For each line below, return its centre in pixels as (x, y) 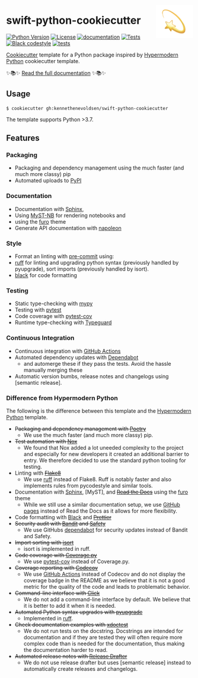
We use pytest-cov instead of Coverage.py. (76, 561)
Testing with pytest (38, 310)
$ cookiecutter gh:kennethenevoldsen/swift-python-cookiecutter (87, 108)
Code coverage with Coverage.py (56, 555)
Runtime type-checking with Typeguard (63, 322)
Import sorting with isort (44, 542)
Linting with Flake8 (38, 473)
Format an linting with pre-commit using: (64, 256)
